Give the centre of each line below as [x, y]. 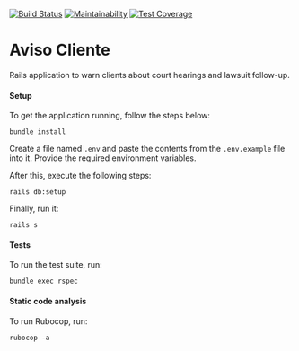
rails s [24, 225]
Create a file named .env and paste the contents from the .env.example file [147, 149]
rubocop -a [30, 338]
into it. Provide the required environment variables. [103, 158]
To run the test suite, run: [56, 265]
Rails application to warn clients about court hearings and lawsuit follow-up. [149, 75]
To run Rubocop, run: [48, 321]
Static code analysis [48, 301]
